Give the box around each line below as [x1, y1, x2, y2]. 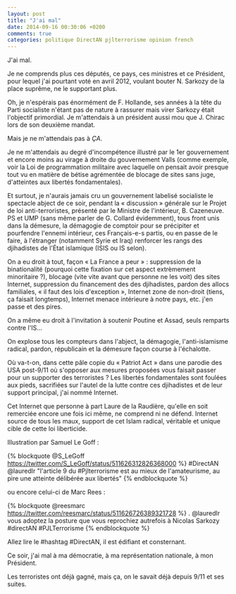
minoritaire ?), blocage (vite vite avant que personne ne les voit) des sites [7, 273, 221, 281]
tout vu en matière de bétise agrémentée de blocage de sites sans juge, [7, 171, 216, 179]
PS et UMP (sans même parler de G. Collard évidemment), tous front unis [7, 214, 220, 223]
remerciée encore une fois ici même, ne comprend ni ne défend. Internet [7, 409, 218, 418]
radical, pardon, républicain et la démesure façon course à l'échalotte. [7, 345, 211, 353]
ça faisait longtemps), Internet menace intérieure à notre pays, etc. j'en [7, 295, 213, 304]
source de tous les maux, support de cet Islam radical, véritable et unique [7, 417, 221, 426]
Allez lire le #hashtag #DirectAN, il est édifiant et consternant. [7, 538, 187, 546]
